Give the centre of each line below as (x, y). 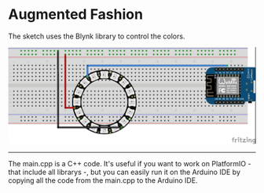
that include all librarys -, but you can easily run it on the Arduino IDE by (125, 172)
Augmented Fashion (76, 15)
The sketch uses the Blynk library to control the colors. (97, 36)
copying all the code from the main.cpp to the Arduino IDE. (103, 180)
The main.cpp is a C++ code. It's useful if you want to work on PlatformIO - (130, 163)
